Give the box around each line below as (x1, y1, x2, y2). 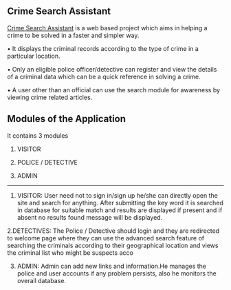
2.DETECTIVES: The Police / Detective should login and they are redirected (7, 227, 220, 235)
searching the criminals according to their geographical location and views (7, 241, 219, 249)
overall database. (16, 276, 67, 284)
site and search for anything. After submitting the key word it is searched (16, 198, 223, 207)
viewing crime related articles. (7, 93, 93, 101)
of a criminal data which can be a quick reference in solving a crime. (7, 72, 201, 81)
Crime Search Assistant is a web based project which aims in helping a (7, 23, 208, 32)
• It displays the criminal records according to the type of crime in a (7, 44, 199, 52)
